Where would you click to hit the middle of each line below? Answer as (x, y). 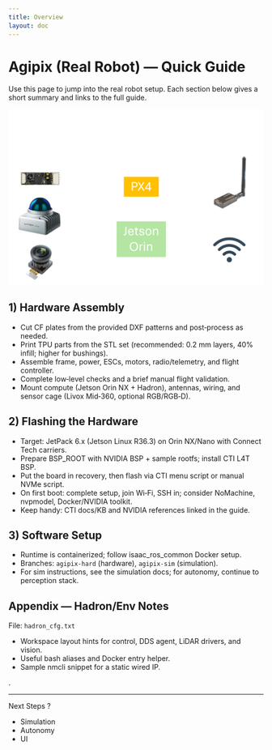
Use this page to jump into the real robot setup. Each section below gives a (133, 89)
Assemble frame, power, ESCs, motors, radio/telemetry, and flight (130, 361)
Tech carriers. (43, 450)
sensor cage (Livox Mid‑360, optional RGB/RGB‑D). (105, 396)
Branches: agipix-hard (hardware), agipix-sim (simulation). (119, 564)
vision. (31, 650)
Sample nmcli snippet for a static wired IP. (90, 667)
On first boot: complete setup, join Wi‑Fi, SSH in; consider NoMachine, (137, 492)
